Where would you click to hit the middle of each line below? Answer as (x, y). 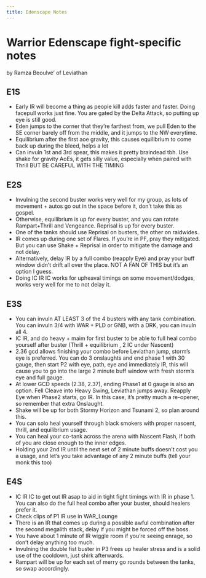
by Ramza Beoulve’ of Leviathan (47, 73)
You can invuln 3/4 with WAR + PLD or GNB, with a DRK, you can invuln (106, 325)
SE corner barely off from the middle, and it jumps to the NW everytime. (106, 133)
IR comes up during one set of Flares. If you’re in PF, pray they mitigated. (108, 239)
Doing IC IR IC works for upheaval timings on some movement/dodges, (105, 278)
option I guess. (34, 272)
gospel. (25, 213)
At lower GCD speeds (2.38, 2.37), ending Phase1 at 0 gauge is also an (105, 384)
